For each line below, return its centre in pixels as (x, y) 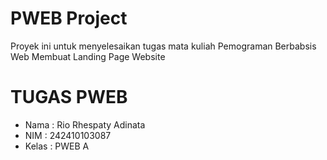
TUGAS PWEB (69, 97)
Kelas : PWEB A (57, 146)
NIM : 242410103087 (68, 135)
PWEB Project (69, 18)
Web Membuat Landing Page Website (88, 56)
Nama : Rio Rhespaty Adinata (85, 124)
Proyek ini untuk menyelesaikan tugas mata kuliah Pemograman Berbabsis (163, 46)
